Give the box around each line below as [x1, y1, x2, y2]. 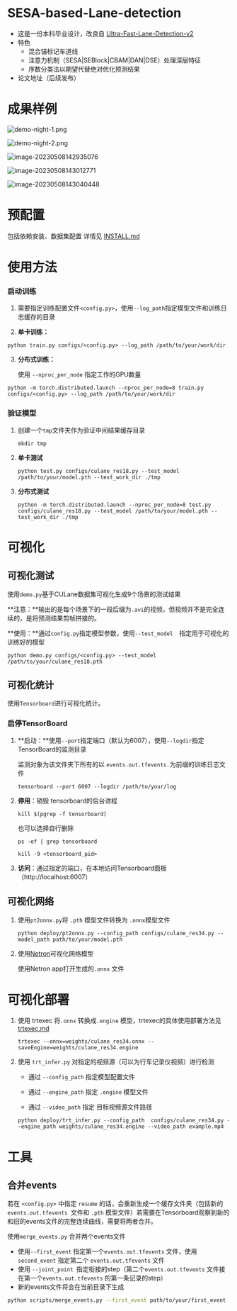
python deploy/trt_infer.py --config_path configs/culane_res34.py [17, 1117, 224, 1125]
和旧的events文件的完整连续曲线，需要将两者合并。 [7, 1217, 157, 1226]
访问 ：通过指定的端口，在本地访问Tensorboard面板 [17, 864, 168, 872]
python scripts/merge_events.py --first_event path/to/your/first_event [7, 1297, 226, 1304]
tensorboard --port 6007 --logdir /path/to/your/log [17, 783, 177, 790]
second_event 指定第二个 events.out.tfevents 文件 [17, 1256, 165, 1265]
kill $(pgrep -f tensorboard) [17, 810, 108, 818]
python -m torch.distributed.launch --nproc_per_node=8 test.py [17, 501, 212, 508]
